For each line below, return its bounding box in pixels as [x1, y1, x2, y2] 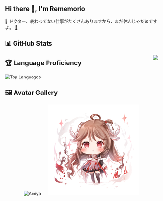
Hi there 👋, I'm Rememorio [5, 5, 86, 13]
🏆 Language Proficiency [5, 59, 81, 67]
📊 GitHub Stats [5, 39, 52, 47]
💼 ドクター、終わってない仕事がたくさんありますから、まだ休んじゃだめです [5, 18, 158, 24]
